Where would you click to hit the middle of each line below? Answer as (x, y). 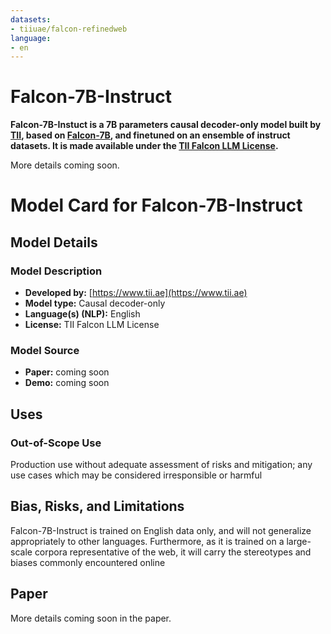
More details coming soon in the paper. (91, 618)
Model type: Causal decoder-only (95, 303)
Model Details (54, 242)
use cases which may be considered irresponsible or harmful (136, 475)
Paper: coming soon (67, 372)
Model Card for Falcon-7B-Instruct (156, 205)
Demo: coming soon (67, 383)
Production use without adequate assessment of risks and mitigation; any (161, 465)
